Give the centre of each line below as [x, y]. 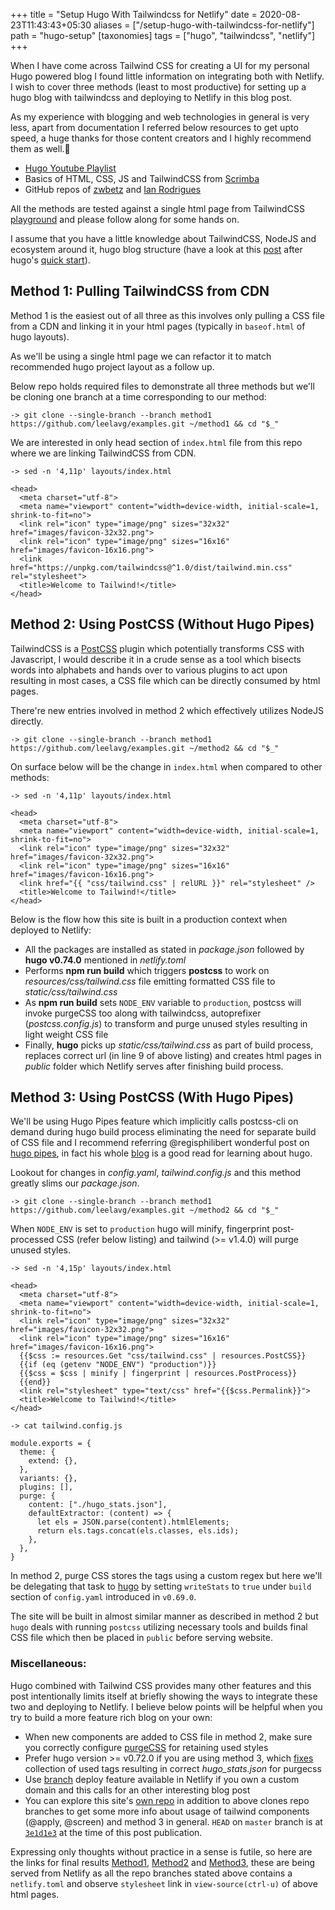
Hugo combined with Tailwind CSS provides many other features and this [161, 1685]
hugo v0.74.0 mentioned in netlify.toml [105, 960]
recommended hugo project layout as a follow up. [112, 366]
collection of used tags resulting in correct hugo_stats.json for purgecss [173, 1768]
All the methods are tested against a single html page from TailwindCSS [157, 208]
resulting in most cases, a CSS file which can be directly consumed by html [165, 680]
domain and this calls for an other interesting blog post [137, 1790]
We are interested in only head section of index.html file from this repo [156, 442]
